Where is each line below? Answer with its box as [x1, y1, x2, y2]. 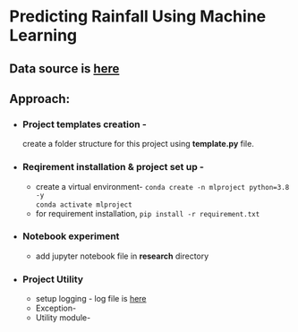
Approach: [9, 91, 70, 106]
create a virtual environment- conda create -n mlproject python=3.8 [35, 181, 290, 192]
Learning [9, 25, 78, 46]
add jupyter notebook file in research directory [35, 251, 209, 261]
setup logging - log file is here [35, 294, 147, 304]
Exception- [35, 302, 77, 314]
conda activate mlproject [35, 200, 132, 209]
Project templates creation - [21, 118, 148, 131]
